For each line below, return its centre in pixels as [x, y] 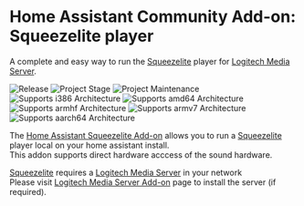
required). [28, 191]
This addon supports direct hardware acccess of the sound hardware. [141, 154]
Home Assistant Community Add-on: [153, 17]
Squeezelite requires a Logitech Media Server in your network [126, 172]
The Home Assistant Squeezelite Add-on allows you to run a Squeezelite [146, 135]
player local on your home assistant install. [89, 145]
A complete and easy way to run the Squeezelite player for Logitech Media [150, 61]
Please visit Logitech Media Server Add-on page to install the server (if [143, 182]
